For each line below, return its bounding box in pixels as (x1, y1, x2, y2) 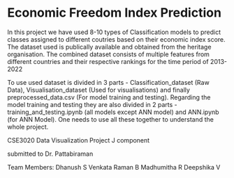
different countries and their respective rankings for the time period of (7, 57, 209, 65)
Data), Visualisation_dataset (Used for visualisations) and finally (7, 86, 191, 94)
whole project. (7, 122, 49, 131)
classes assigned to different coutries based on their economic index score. (7, 35, 226, 43)
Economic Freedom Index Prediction (7, 5, 222, 21)
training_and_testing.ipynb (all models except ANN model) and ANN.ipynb (7, 108, 219, 116)
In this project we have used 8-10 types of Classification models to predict (7, 28, 221, 36)
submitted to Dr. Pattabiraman (7, 149, 94, 158)
